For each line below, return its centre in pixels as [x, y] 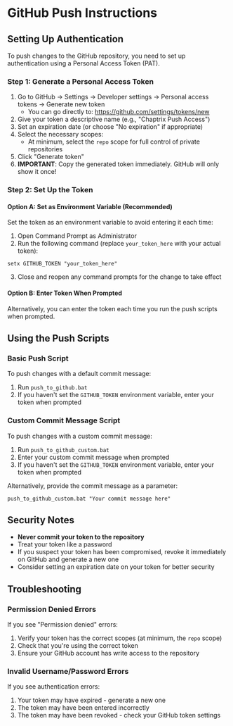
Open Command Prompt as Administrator [77, 236]
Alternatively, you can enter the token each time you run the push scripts [112, 308]
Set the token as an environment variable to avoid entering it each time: [110, 223]
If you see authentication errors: [54, 687]
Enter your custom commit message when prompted [93, 457]
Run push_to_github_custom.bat [64, 449]
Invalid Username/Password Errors [68, 672]
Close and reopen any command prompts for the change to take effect [119, 277]
